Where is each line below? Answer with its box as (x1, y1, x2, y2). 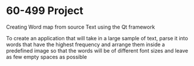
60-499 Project (6, 4, 84, 18)
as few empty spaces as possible (6, 53, 87, 60)
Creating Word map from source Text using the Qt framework (6, 23, 155, 30)
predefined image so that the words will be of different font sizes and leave (6, 47, 189, 54)
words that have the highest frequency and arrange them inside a (6, 41, 165, 48)
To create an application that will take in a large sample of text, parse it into (6, 34, 189, 41)
